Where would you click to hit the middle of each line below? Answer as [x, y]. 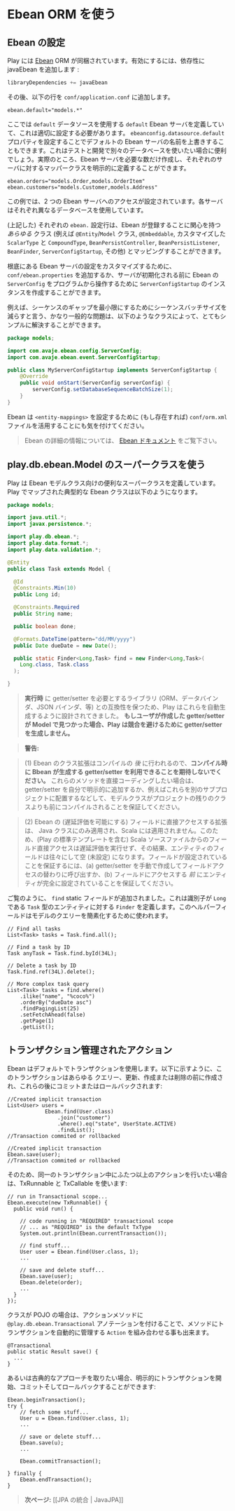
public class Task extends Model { [59, 569]
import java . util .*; [37, 517]
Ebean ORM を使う [62, 14]
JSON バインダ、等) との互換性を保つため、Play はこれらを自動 [128, 707]
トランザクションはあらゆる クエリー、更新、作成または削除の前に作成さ [118, 1077]
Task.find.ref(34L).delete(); [51, 972]
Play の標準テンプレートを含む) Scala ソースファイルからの [124, 839]
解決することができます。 [68, 325]
